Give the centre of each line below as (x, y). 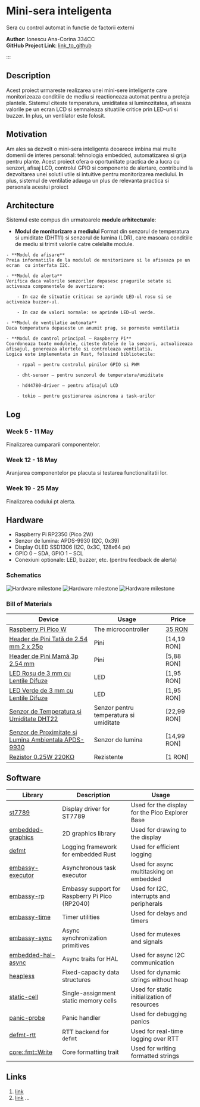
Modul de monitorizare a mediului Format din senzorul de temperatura (102, 232)
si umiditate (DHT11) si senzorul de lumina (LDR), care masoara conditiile (104, 238)
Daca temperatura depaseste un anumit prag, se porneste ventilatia (93, 328)
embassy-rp (27, 896)
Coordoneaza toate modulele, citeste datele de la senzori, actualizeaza (100, 344)
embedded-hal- (32, 955)
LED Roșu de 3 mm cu (40, 674)
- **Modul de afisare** (36, 255)
